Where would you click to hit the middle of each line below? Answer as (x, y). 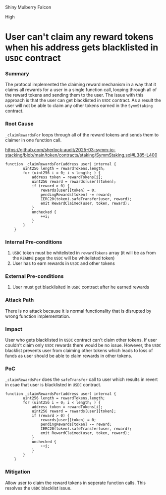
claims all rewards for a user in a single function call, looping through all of (81, 90)
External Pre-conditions (34, 276)
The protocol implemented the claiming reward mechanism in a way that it (81, 85)
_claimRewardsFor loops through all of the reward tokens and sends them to (82, 134)
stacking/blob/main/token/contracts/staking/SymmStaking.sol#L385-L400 (81, 155)
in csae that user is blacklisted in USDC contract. (53, 385)
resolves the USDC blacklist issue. (38, 488)
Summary (17, 74)
